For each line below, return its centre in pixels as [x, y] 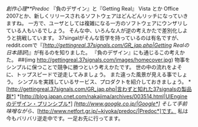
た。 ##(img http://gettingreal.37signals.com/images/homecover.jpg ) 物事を [98, 60]
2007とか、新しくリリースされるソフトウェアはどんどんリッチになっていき [97, 16]
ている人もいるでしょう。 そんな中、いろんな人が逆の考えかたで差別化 [92, 30]
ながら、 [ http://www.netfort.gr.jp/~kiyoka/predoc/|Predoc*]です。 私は [102, 111]
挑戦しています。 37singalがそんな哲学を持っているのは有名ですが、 [99, 38]
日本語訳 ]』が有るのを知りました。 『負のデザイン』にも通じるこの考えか [96, 52]
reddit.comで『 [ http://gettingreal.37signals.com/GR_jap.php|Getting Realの [98, 45]
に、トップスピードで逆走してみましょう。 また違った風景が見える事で [92, 74]
